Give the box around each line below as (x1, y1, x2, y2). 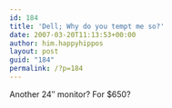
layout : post (9, 47, 59, 56)
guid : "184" (9, 55, 55, 64)
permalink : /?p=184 (9, 64, 84, 74)
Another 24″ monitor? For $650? (9, 88, 131, 100)
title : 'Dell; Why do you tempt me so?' (9, 22, 166, 31)
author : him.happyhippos (9, 38, 104, 48)
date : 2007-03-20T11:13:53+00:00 (9, 30, 137, 39)
